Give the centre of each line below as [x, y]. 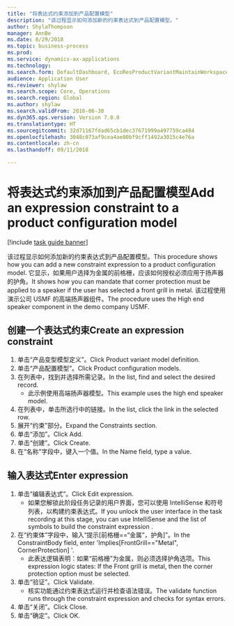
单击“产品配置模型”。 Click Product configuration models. [99, 368]
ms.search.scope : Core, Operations [59, 91]
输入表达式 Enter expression [68, 476]
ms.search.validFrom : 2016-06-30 [56, 111]
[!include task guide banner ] [48, 242]
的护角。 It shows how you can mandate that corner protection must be [109, 281]
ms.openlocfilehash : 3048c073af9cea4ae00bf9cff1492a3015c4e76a [101, 137]
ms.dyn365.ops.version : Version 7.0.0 [63, 117]
